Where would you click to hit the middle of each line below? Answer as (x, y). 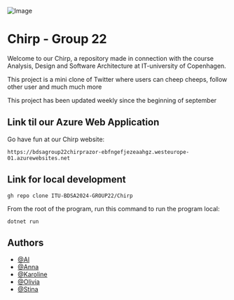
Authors (26, 242)
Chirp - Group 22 (57, 39)
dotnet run (23, 221)
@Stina (28, 290)
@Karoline (32, 274)
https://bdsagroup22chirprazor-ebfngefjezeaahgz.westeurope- (98, 152)
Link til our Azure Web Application (83, 122)
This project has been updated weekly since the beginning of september (112, 100)
